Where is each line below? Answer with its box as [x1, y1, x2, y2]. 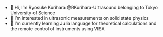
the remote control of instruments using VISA [10, 26, 105, 32]
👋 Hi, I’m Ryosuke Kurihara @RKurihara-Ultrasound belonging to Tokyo [10, 5, 158, 10]
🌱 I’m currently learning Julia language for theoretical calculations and [10, 20, 157, 26]
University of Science [10, 10, 55, 16]
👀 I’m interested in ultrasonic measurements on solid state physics [10, 15, 149, 21]
